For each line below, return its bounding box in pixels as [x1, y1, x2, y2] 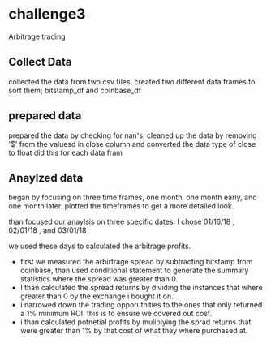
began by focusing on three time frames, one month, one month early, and [8, 192, 257, 203]
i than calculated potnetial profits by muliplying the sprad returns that [19, 317, 252, 327]
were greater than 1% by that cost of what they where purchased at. [19, 326, 248, 336]
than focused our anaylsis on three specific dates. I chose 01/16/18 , [8, 217, 235, 227]
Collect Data [8, 55, 72, 69]
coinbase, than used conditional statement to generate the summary [19, 265, 249, 276]
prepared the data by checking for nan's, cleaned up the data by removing [8, 131, 257, 140]
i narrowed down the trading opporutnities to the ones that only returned [19, 300, 263, 310]
